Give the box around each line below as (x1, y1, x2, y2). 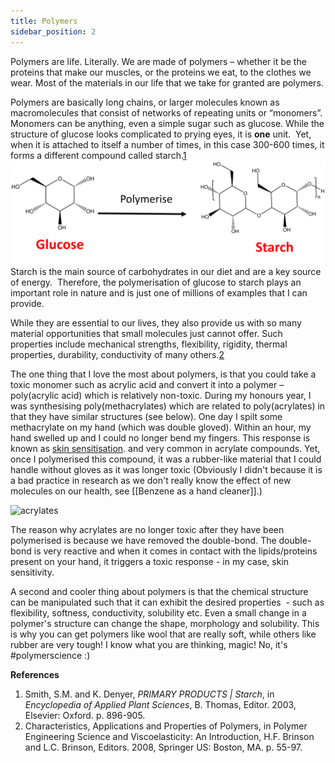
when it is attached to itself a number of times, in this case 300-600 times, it (10, 138, 325, 150)
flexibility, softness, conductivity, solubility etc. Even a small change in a (10, 606, 307, 619)
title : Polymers (10, 16, 78, 26)
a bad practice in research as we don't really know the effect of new (10, 474, 292, 486)
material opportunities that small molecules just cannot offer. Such (10, 327, 283, 339)
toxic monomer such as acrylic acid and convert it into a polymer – (10, 378, 285, 390)
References (10, 668, 60, 680)
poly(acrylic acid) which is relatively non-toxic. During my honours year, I (10, 389, 312, 401)
